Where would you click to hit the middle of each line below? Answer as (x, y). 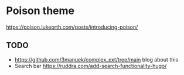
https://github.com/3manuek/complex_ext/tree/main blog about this (96, 59)
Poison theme (40, 11)
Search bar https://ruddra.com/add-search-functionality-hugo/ (91, 66)
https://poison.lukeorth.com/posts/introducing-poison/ (72, 27)
